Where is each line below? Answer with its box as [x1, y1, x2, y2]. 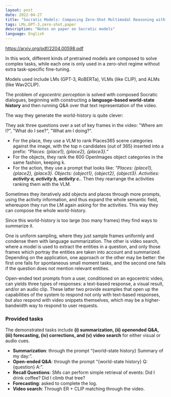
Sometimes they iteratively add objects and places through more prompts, [5, 191, 161, 197]
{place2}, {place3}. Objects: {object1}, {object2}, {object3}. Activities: [12, 170, 160, 176]
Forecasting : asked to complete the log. [12, 380, 97, 387]
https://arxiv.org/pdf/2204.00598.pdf [5, 46, 84, 51]
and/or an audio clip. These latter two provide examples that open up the [5, 286, 159, 292]
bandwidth [5, 303, 28, 308]
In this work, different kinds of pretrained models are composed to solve [5, 55, 157, 61]
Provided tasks [5, 315, 43, 322]
